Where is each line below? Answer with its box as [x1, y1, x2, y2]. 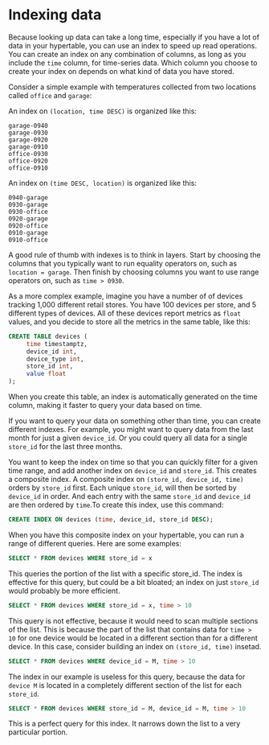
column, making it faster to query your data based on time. [8, 401, 202, 410]
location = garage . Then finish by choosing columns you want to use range [8, 267, 259, 277]
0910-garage [8, 228, 48, 237]
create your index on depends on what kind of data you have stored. [8, 66, 234, 76]
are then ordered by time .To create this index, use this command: [8, 500, 224, 510]
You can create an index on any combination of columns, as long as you [8, 49, 247, 59]
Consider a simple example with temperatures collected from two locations [8, 82, 257, 92]
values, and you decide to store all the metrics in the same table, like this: [8, 316, 251, 327]
